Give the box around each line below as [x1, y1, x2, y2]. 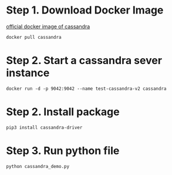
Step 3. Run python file [6, 144, 120, 157]
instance [6, 66, 50, 80]
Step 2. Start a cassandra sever [6, 54, 163, 68]
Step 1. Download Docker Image [6, 4, 164, 17]
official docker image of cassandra [6, 23, 90, 30]
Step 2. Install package [6, 105, 120, 119]
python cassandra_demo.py [6, 163, 69, 169]
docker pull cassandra [6, 34, 62, 40]
